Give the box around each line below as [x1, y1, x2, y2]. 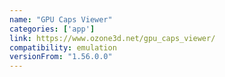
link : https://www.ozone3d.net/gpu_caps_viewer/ [9, 33, 216, 43]
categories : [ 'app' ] [9, 24, 96, 34]
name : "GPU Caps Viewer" [9, 14, 113, 25]
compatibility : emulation [9, 42, 117, 53]
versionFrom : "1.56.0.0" [9, 52, 113, 62]
